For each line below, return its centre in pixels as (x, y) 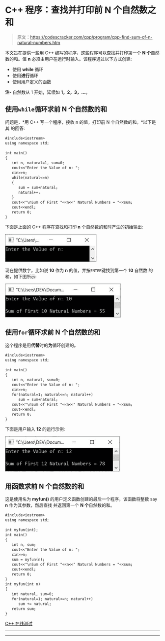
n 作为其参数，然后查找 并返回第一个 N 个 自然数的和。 (60, 505)
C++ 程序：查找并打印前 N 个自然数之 (81, 10)
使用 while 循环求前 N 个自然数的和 (56, 109)
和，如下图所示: (21, 276)
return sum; (24, 609)
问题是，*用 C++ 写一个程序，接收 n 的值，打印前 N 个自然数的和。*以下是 (81, 122)
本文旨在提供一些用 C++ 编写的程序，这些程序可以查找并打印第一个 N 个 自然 (82, 53)
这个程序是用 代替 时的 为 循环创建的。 (42, 345)
